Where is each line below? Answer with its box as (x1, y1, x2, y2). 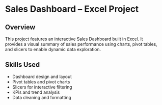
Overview (5, 23, 36, 31)
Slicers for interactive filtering (12, 84, 73, 90)
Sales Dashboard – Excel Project (5, 3, 139, 15)
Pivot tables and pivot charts (12, 79, 70, 84)
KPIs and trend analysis (12, 89, 60, 95)
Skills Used (5, 60, 40, 69)
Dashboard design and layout (12, 74, 72, 79)
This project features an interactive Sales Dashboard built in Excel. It (5, 36, 143, 42)
